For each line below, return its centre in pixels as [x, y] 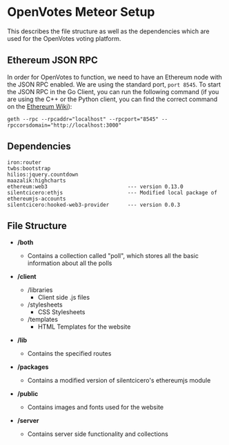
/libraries [40, 290]
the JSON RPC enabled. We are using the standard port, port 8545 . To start [114, 84]
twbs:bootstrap [29, 168]
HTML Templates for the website [84, 327]
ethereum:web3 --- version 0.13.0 [96, 187]
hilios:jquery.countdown [43, 174]
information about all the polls [70, 263]
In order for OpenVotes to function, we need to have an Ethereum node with [115, 77]
